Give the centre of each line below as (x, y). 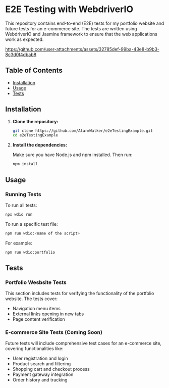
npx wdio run (19, 214)
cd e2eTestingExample (35, 135)
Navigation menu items (36, 309)
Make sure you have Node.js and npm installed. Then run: (72, 155)
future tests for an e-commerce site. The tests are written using (71, 28)
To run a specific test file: (32, 224)
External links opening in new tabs (48, 314)
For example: (19, 243)
